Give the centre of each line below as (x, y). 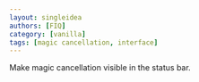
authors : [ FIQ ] (38, 26)
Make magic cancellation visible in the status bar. (100, 68)
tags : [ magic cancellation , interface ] (84, 42)
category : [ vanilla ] (48, 34)
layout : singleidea (46, 17)
